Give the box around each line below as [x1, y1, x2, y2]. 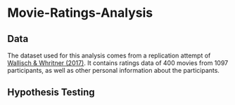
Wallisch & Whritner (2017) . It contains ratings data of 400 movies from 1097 [7, 59, 229, 67]
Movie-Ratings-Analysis [7, 5, 153, 21]
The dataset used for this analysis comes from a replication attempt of [7, 51, 211, 59]
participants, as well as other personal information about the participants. [7, 66, 220, 74]
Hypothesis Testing [7, 86, 95, 99]
